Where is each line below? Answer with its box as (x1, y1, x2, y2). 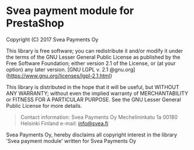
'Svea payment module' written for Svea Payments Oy (6, 137, 136, 144)
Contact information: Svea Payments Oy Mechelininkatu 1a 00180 (20, 113, 178, 121)
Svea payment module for (6, 4, 134, 18)
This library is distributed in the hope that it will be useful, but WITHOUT (6, 83, 179, 90)
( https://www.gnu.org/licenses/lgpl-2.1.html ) (6, 72, 113, 79)
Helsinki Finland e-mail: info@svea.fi (20, 120, 109, 127)
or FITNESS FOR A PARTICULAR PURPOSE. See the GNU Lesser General (6, 96, 181, 103)
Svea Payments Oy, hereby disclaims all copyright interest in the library (6, 131, 177, 138)
